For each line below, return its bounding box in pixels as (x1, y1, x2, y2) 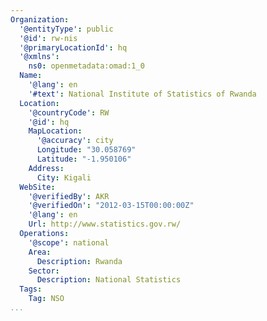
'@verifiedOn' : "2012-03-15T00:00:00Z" (28, 201, 195, 211)
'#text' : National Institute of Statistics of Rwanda (28, 89, 257, 99)
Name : (19, 71, 43, 81)
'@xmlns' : (19, 52, 60, 62)
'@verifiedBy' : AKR (28, 191, 110, 201)
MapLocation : (28, 126, 83, 136)
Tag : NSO (28, 294, 65, 304)
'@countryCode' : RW (28, 107, 110, 118)
